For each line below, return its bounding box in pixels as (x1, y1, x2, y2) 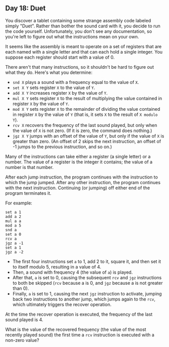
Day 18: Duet (5, 4, 46, 13)
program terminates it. (5, 190, 51, 196)
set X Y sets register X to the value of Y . (12, 84, 95, 91)
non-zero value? (5, 337, 39, 343)
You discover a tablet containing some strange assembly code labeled (5, 17, 151, 23)
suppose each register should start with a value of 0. (5, 54, 115, 60)
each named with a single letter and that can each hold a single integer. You (5, 49, 163, 55)
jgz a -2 (5, 249, 24, 254)
